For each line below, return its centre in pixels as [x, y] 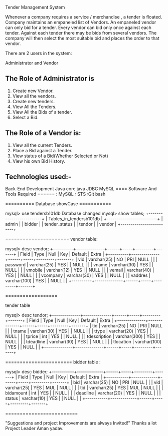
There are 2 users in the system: [39, 53]
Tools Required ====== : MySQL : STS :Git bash [55, 194]
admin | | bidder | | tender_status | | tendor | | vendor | [61, 224]
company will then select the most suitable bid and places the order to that [82, 38]
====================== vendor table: [51, 239]
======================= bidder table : [53, 362]
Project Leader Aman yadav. [34, 428]
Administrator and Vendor [32, 63]
